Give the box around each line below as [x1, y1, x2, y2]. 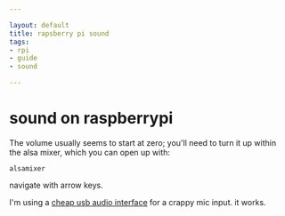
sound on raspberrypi [9, 108, 174, 129]
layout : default [9, 20, 69, 29]
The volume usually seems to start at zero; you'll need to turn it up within [9, 137, 277, 148]
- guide [9, 54, 38, 63]
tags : [9, 37, 29, 46]
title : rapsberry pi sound [9, 28, 110, 38]
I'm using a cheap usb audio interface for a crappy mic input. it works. [9, 196, 266, 207]
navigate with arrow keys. [9, 180, 104, 190]
